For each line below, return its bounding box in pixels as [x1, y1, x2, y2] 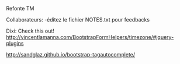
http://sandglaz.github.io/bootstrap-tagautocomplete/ [6, 51, 136, 58]
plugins [6, 40, 24, 47]
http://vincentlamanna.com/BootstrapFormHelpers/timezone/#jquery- [6, 34, 174, 40]
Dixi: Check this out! [6, 27, 54, 34]
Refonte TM [6, 5, 34, 12]
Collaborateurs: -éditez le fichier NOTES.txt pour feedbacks [6, 16, 150, 23]
